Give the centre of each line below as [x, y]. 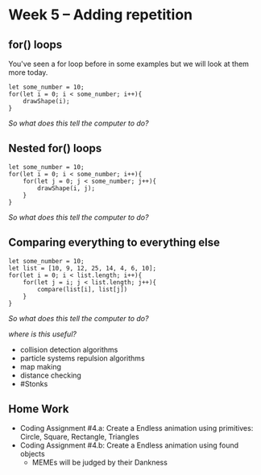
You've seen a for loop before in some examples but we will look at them [129, 64]
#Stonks [34, 383]
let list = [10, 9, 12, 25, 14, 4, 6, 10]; [83, 268]
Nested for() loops [55, 149]
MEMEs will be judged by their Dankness [99, 463]
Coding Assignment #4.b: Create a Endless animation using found [129, 445]
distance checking [51, 375]
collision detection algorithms [69, 349]
